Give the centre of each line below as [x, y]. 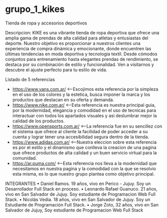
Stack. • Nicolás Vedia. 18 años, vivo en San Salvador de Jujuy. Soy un [78, 199]
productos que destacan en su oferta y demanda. [63, 100]
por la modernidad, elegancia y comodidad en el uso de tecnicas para [84, 110]
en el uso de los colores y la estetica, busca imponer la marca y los [81, 94]
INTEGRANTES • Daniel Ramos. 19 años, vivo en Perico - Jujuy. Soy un [78, 184]
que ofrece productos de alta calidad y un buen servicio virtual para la [84, 153]
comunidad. [25, 158]
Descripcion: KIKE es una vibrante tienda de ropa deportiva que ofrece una [82, 32]
